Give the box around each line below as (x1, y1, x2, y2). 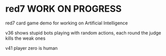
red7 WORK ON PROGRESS (5, 3, 122, 15)
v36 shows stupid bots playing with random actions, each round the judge (5, 30, 161, 36)
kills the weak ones (5, 35, 46, 41)
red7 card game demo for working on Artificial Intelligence (5, 20, 128, 26)
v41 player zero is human (5, 45, 58, 51)
